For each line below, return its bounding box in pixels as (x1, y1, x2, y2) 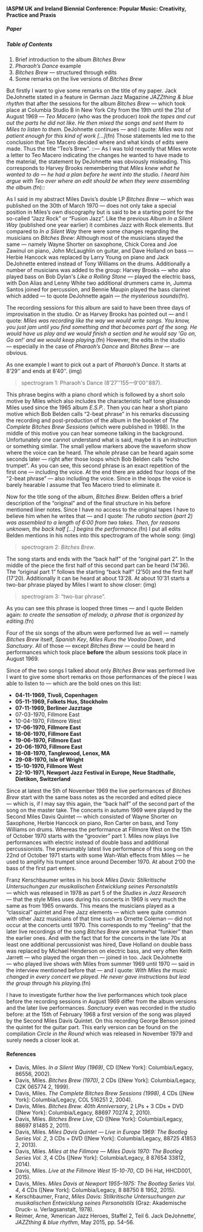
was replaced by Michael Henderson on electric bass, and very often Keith (6, 947, 193, 955)
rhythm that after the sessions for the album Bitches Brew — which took (6, 100, 186, 107)
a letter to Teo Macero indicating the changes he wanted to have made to (6, 151, 189, 158)
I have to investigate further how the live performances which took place (6, 991, 188, 998)
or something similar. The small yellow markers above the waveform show (6, 442, 191, 449)
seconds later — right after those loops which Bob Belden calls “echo (6, 455, 180, 463)
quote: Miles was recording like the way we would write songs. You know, (6, 316, 190, 324)
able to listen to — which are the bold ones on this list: (6, 679, 141, 687)
